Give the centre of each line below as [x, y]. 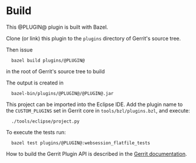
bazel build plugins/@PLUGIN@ [48, 60]
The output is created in [35, 83]
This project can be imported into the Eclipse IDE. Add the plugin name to [94, 104]
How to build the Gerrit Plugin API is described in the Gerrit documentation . [97, 154]
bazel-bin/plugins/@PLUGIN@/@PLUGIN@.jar [63, 93]
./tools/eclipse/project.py [46, 121]
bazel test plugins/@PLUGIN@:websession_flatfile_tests [81, 143]
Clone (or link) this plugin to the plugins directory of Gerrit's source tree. [94, 38]
